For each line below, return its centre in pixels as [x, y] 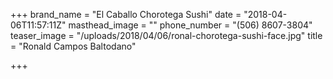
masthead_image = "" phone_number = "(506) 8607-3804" [190, 25]
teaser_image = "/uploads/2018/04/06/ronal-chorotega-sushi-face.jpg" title [166, 35]
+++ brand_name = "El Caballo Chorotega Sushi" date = [126, 14]
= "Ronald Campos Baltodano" [73, 46]
